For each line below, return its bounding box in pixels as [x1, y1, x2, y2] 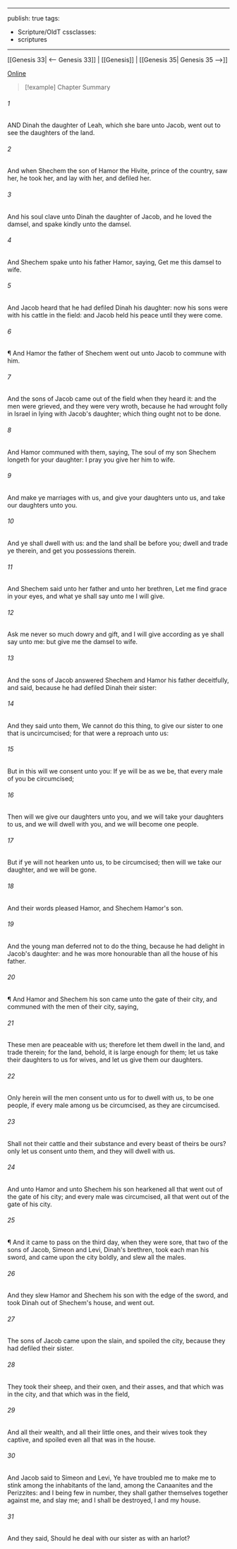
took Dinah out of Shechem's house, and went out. [7, 1299, 155, 1307]
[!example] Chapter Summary [24, 83, 111, 91]
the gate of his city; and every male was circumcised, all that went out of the [7, 1192, 229, 1200]
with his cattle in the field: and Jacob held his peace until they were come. [7, 311, 223, 320]
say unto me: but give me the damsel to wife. [7, 638, 138, 646]
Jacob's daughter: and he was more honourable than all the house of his [7, 949, 219, 958]
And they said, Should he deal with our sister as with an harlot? [7, 1534, 190, 1543]
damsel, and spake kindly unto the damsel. [7, 220, 132, 228]
